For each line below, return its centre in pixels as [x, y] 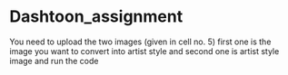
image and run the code [54, 61]
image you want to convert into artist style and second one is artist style [144, 51]
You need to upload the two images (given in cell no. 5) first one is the [140, 42]
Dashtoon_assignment [96, 17]
